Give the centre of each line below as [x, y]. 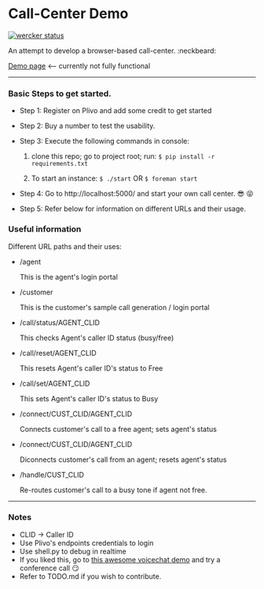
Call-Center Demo [68, 14]
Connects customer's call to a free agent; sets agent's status [118, 429]
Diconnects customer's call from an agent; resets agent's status [123, 459]
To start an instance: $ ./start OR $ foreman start [114, 178]
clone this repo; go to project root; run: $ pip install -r [123, 156]
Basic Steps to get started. [60, 93]
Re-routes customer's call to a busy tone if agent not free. [113, 490]
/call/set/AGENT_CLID [55, 383]
